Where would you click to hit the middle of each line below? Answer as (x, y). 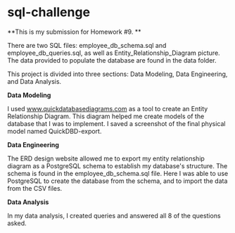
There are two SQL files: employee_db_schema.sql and (87, 45)
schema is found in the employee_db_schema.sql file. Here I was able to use (118, 173)
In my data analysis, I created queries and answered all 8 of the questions (114, 215)
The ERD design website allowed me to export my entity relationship (106, 158)
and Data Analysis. (34, 81)
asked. (17, 223)
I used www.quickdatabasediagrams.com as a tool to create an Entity (108, 108)
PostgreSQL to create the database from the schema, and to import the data (118, 181)
